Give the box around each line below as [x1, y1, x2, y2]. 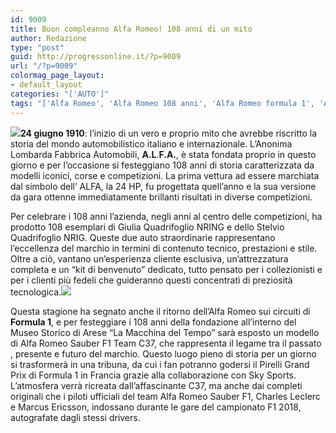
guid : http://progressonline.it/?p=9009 [10, 52, 182, 62]
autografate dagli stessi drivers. [10, 411, 141, 423]
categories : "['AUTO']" [10, 89, 110, 99]
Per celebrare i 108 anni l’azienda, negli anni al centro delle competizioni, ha [10, 210, 323, 222]
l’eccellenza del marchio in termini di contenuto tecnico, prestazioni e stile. [10, 242, 318, 254]
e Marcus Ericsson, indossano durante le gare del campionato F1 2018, [10, 401, 302, 413]
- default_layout [10, 80, 83, 90]
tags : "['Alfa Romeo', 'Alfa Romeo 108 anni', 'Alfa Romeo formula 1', [10, 98, 315, 108]
